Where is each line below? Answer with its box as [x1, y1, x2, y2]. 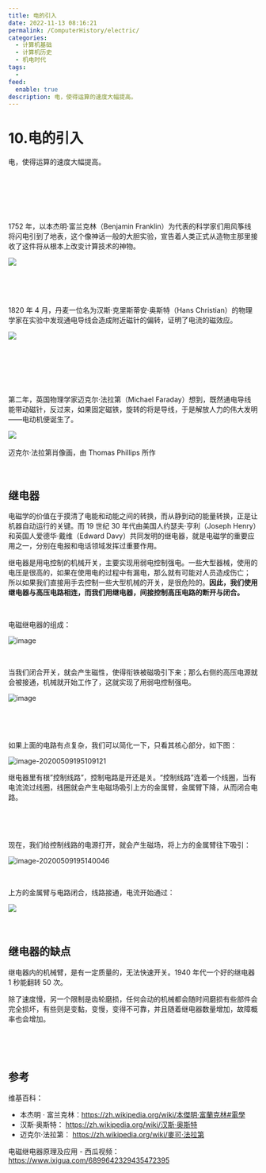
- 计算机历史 [15, 48, 53, 56]
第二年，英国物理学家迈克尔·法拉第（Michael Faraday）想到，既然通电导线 [8, 394, 252, 405]
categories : [8, 33, 47, 42]
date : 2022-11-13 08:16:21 [8, 19, 97, 27]
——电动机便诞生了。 [8, 414, 78, 425]
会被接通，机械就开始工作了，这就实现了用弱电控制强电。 [8, 678, 196, 686]
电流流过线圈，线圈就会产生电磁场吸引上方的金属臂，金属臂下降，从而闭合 [8, 783, 251, 792]
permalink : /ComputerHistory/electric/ [8, 26, 140, 34]
